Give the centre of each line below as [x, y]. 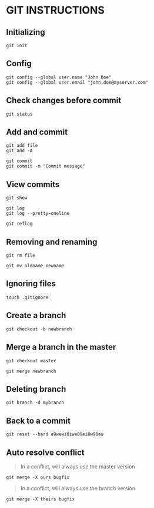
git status [19, 114]
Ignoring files [31, 284]
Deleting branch [36, 389]
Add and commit [37, 132]
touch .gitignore [27, 297]
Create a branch [36, 315]
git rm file [21, 255]
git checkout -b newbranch [39, 329]
